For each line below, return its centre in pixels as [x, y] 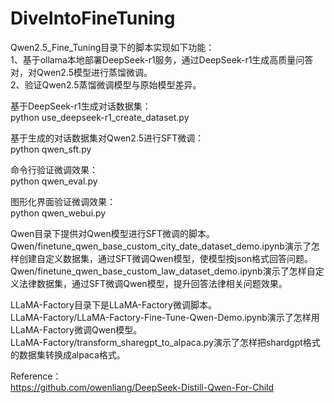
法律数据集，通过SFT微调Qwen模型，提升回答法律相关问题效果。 [153, 283]
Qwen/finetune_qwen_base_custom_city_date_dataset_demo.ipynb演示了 [161, 246]
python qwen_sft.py [51, 149]
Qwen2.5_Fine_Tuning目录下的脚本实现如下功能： [112, 47]
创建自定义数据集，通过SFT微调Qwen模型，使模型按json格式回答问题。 [166, 258]
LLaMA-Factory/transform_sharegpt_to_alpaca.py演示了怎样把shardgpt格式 [165, 342]
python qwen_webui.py [58, 213]
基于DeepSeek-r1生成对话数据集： [81, 106]
